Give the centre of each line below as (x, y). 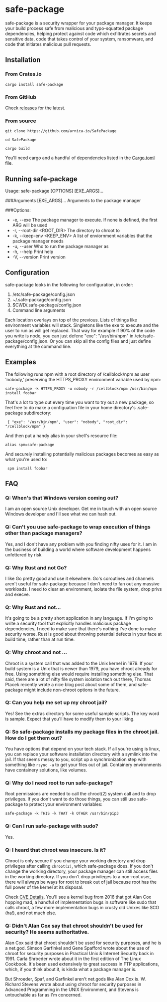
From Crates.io (24, 74)
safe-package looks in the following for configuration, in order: (69, 284)
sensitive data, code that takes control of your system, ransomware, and (79, 39)
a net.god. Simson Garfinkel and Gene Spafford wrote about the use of (78, 948)
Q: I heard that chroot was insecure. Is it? (55, 850)
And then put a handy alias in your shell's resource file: (61, 436)
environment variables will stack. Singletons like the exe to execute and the (82, 325)
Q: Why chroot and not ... (36, 652)
